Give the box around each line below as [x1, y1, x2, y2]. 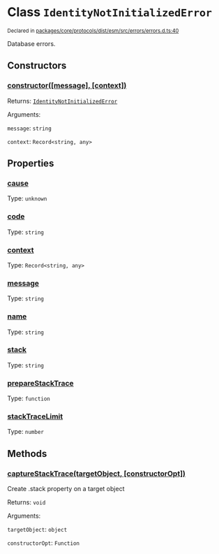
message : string [7, 124, 52, 132]
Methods [7, 448, 47, 460]
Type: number [7, 428, 44, 436]
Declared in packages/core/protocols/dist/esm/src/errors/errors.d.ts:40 [7, 27, 179, 34]
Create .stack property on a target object [7, 485, 125, 493]
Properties [7, 158, 54, 170]
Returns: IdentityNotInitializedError [7, 96, 118, 105]
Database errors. [7, 39, 56, 48]
